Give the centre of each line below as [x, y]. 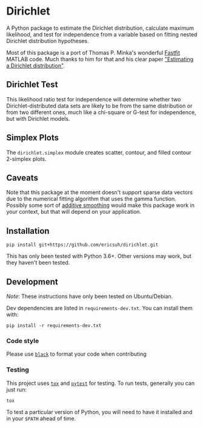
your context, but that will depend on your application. [74, 212]
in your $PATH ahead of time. [41, 418]
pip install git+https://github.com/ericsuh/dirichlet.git [82, 245]
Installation [28, 231]
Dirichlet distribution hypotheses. [48, 41]
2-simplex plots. [26, 158]
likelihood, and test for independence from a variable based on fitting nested [102, 34]
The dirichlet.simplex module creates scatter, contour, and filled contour [99, 152]
